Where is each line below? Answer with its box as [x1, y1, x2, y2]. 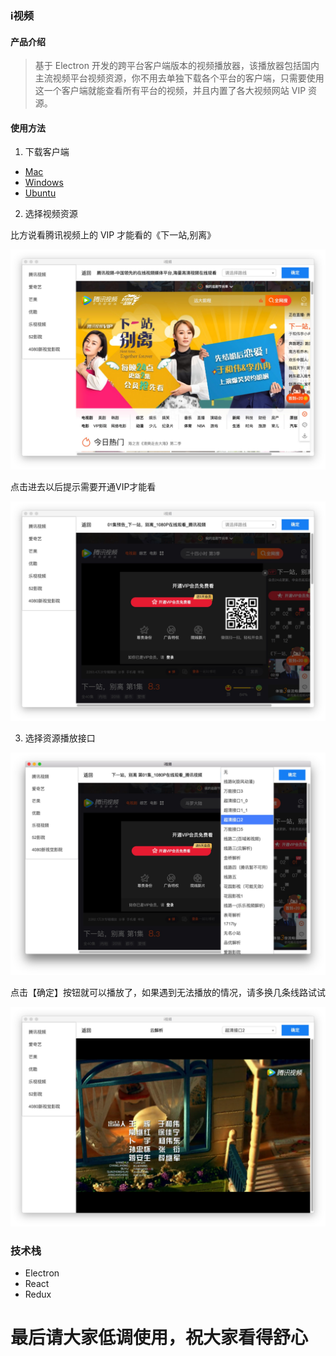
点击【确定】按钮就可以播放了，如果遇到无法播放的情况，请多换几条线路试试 [10, 986, 326, 998]
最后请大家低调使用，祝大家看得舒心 [10, 1327, 309, 1349]
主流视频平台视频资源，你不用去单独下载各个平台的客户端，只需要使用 [34, 72, 325, 84]
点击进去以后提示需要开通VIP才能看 [10, 480, 157, 492]
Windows [24, 177, 64, 189]
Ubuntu [24, 187, 57, 199]
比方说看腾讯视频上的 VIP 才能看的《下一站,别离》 [10, 229, 217, 241]
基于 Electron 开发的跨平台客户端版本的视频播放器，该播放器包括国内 [34, 60, 320, 72]
